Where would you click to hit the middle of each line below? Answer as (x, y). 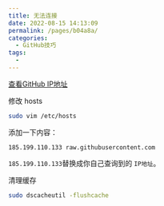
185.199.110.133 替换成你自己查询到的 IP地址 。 (84, 163)
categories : (28, 38)
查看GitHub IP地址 (38, 84)
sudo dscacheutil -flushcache (59, 195)
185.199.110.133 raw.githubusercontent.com (82, 147)
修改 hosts (25, 101)
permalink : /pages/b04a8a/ (53, 30)
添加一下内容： (33, 132)
